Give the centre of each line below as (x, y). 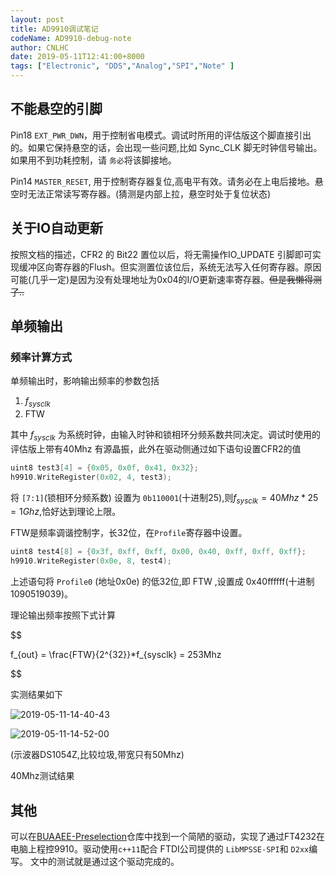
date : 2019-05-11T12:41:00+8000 (77, 57)
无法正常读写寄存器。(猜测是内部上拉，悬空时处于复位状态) (149, 193)
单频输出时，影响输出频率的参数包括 (85, 381)
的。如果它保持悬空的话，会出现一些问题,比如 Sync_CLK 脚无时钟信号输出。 (166, 147)
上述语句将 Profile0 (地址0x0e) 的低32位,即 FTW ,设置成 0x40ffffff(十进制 (162, 582)
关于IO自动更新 (57, 228)
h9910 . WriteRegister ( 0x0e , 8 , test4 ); (91, 561)
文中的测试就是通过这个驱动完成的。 (104, 862)
